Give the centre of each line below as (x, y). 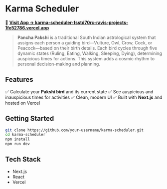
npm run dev (17, 144)
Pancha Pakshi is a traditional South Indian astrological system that (86, 37)
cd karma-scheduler (25, 135)
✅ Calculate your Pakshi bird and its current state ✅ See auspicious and (79, 92)
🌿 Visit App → (20, 22)
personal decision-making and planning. (59, 64)
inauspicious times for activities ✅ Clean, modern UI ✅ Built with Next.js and (84, 97)
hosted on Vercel (23, 103)
